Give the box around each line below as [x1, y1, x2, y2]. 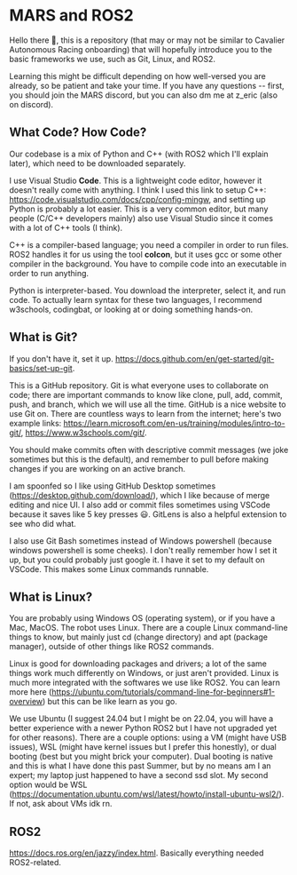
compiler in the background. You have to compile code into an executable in [9, 259, 286, 269]
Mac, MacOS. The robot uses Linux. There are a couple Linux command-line [9, 623, 288, 633]
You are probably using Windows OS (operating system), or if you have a [9, 613, 276, 624]
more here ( [9, 687, 52, 697]
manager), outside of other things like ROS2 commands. [9, 641, 215, 652]
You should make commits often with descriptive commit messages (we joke [9, 444, 289, 455]
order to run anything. [9, 267, 90, 278]
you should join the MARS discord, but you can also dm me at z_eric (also [9, 90, 277, 100]
